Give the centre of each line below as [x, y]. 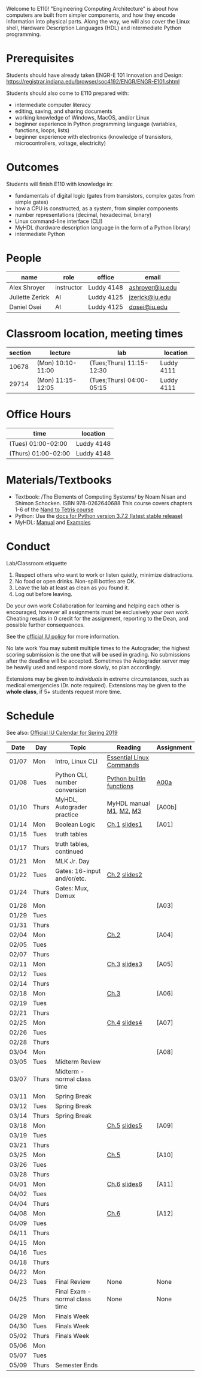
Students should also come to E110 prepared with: [68, 93]
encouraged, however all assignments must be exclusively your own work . [98, 612]
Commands [123, 765]
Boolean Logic [75, 824]
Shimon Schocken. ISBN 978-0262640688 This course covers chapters [103, 503]
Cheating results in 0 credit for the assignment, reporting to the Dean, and [97, 618]
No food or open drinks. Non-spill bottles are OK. [75, 581]
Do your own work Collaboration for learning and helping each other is [93, 606]
